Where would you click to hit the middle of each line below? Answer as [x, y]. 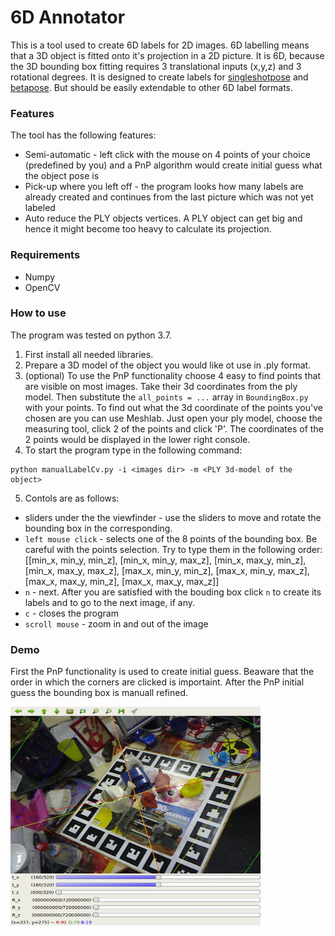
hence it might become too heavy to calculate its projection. [148, 229]
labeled [40, 208]
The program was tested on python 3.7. [91, 335]
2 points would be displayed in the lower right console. [137, 439]
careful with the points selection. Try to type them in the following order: [173, 549]
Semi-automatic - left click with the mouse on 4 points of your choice [167, 155]
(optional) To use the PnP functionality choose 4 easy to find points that [173, 375]
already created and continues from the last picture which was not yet [169, 197]
